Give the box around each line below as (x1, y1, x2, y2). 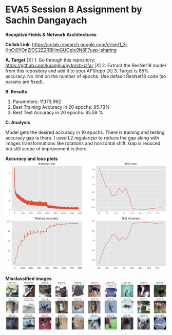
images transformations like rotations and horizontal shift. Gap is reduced (5, 140, 161, 146)
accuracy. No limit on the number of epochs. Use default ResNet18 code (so (5, 73, 166, 79)
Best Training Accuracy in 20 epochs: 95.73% (12, 104, 110, 110)
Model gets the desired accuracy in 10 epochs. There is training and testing (5, 129, 165, 135)
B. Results (5, 88, 27, 94)
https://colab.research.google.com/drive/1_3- (32, 41, 128, 47)
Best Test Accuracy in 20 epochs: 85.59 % (12, 109, 104, 115)
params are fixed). (5, 78, 45, 85)
